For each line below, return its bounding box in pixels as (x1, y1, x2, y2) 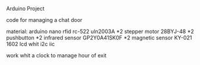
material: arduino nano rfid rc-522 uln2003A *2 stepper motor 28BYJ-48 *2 (6, 28, 194, 35)
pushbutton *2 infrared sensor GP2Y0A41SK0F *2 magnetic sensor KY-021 (6, 34, 192, 41)
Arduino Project (6, 5, 45, 12)
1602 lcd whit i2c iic (6, 41, 55, 47)
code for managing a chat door (6, 17, 82, 23)
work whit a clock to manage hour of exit (6, 52, 107, 58)
